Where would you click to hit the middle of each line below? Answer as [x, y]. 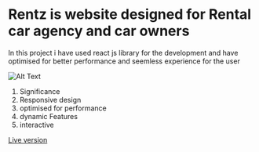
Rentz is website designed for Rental [130, 14]
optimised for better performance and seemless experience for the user [124, 61]
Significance [40, 91]
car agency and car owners [99, 31]
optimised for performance [63, 108]
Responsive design [50, 100]
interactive [36, 125]
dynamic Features [49, 116]
